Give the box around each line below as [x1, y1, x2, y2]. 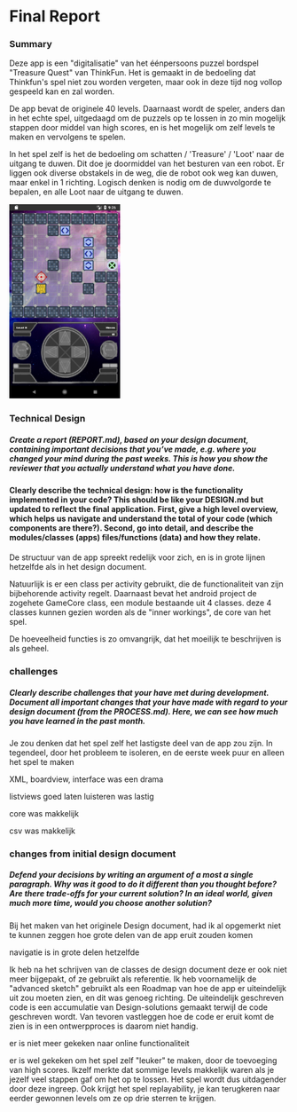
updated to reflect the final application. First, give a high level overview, [9, 504, 278, 515]
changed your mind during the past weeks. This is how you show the [9, 453, 269, 463]
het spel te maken [9, 756, 74, 767]
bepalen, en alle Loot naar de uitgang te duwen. [9, 186, 184, 197]
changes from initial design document [9, 848, 176, 860]
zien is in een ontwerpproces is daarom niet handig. [9, 1021, 199, 1031]
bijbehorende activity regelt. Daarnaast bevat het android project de [9, 588, 257, 598]
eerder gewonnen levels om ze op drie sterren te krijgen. [9, 1092, 217, 1103]
